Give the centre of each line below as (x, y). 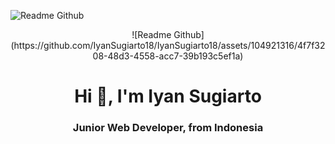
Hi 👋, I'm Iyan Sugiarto (168, 96)
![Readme (151, 34)
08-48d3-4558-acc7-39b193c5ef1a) (168, 56)
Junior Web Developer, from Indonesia (168, 128)
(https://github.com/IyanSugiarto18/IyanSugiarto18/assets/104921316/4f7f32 (168, 45)
